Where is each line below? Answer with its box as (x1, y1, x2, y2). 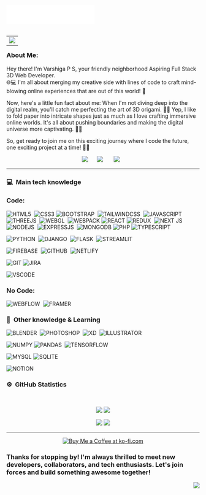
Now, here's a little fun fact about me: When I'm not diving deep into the (6, 99, 188, 106)
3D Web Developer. (6, 71, 56, 79)
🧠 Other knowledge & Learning (6, 315, 101, 324)
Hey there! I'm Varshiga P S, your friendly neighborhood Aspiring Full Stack (6, 65, 196, 72)
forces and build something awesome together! (6, 468, 151, 477)
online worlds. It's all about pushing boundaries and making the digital (6, 118, 183, 126)
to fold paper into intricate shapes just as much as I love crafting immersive (6, 112, 196, 120)
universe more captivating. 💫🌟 (6, 125, 83, 132)
